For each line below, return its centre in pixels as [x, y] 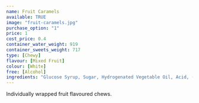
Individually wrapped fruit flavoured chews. [59, 94]
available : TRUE [26, 17]
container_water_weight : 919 [42, 45]
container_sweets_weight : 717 [44, 50]
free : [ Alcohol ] [26, 72]
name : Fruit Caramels [33, 11]
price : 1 [17, 34]
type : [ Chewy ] [24, 55]
